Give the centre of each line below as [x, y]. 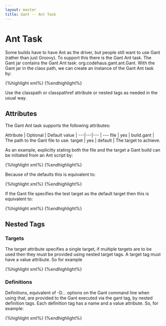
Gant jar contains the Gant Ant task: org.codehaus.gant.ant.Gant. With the [80, 63]
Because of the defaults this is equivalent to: [50, 174]
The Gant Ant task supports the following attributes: [58, 126]
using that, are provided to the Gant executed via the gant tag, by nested [79, 298]
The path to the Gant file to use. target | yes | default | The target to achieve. [83, 140]
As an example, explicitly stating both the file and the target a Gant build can [83, 150]
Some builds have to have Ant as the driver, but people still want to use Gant [83, 53]
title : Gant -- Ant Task [31, 14]
